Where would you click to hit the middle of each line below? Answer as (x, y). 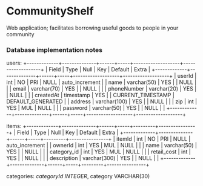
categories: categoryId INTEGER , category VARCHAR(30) (78, 176)
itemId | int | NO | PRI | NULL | (153, 139)
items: (14, 126)
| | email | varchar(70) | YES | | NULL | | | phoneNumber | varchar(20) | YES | (101, 89)
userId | (187, 76)
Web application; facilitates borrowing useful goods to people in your (92, 28)
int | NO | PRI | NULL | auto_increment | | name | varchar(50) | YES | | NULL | (101, 82)
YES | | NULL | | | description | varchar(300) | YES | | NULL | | (83, 158)
